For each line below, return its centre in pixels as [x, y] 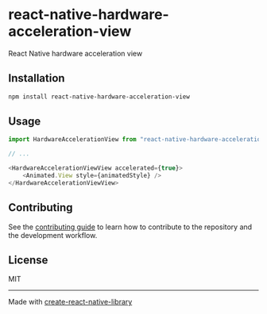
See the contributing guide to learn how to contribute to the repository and [130, 227]
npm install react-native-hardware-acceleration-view [99, 97]
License [28, 260]
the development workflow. [53, 235]
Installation [37, 78]
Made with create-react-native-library [70, 302]
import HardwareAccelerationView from [72, 140]
